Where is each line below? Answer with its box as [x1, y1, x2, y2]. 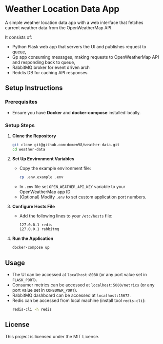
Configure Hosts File [12, 203, 55, 209]
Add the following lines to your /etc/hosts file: [19, 213, 113, 218]
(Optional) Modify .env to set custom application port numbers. [19, 194, 146, 200]
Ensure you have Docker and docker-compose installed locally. [12, 109, 141, 115]
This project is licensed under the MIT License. [5, 333, 100, 339]
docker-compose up [12, 245, 50, 250]
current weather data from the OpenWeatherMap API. [5, 24, 113, 30]
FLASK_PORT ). [12, 277, 38, 282]
